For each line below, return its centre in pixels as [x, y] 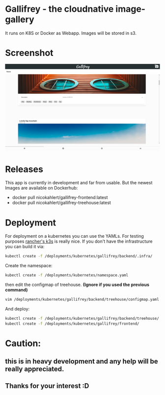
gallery [20, 19]
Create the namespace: [29, 266]
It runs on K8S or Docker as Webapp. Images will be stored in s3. [71, 33]
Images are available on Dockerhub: [41, 188]
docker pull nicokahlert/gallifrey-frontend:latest [60, 197]
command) [16, 290]
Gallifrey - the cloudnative [59, 9]
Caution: [23, 343]
